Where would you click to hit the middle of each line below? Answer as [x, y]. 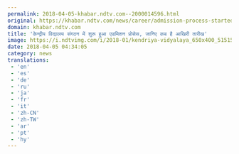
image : [17, 40]
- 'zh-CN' [25, 113]
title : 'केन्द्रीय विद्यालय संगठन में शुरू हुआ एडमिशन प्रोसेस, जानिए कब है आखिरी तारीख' [107, 34]
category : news [30, 54]
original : [22, 21]
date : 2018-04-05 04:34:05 [47, 47]
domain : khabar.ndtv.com [44, 27]
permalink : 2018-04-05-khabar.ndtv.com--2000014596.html [94, 14]
